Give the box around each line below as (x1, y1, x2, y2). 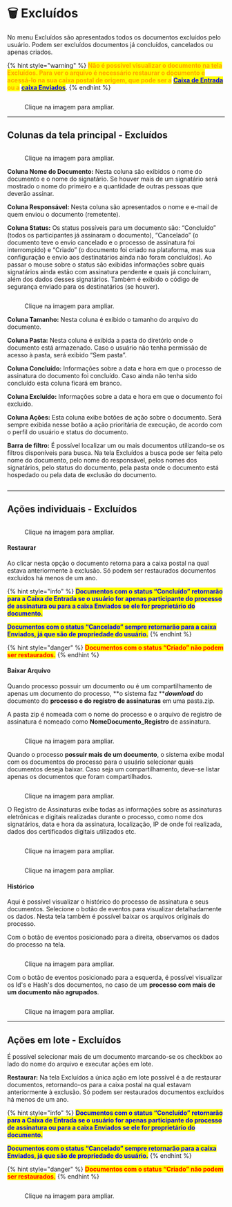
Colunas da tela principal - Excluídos (7, 129, 168, 141)
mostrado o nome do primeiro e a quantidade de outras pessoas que (7, 181, 203, 190)
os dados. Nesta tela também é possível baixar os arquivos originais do (7, 912, 210, 921)
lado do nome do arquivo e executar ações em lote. (7, 1060, 154, 1068)
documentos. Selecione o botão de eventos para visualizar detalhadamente (7, 905, 222, 913)
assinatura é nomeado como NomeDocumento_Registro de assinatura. (7, 717, 211, 726)
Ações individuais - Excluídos (7, 503, 137, 515)
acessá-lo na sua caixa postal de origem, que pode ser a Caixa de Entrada (7, 75, 224, 84)
